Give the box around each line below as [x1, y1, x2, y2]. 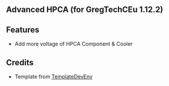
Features [6, 25, 39, 35]
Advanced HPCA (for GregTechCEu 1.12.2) [6, 5, 164, 15]
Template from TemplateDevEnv [14, 73, 93, 80]
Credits [6, 57, 34, 67]
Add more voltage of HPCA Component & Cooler [14, 41, 133, 48]
